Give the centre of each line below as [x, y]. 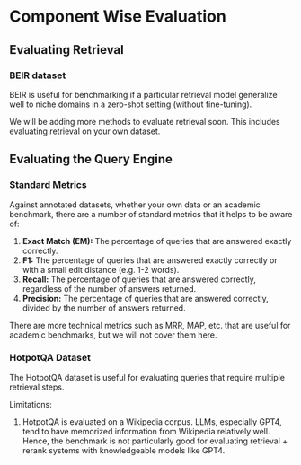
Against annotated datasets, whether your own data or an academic [135, 205]
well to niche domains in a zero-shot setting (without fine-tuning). [131, 104]
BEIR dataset [38, 75]
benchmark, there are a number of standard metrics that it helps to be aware [151, 214]
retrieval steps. [37, 387]
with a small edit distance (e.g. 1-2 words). [101, 269]
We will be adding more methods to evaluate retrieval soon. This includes [145, 121]
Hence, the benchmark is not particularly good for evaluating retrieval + [155, 441]
